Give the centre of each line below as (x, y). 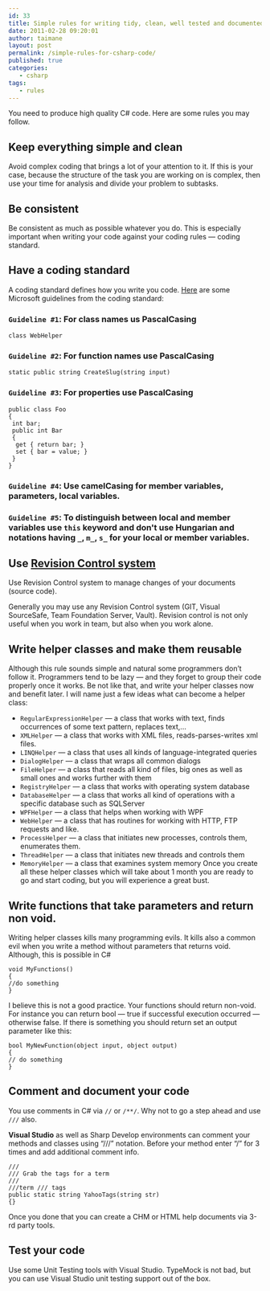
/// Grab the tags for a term (59, 1174)
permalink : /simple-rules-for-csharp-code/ (82, 53)
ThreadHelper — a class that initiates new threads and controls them (132, 855)
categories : (28, 68)
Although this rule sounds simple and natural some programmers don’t (125, 668)
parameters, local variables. (64, 496)
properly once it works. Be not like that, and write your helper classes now (131, 686)
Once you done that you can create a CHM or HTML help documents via (128, 1216)
